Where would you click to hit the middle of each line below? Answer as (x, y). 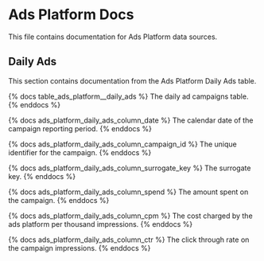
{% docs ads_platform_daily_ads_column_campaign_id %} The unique (122, 144)
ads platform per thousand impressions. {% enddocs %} (101, 224)
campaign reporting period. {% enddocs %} (80, 128)
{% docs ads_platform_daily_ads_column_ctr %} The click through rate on (129, 240)
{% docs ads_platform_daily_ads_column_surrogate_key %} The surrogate (130, 168)
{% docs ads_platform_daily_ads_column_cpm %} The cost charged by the (130, 216)
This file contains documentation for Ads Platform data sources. (113, 37)
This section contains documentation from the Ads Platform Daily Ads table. (132, 80)
